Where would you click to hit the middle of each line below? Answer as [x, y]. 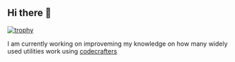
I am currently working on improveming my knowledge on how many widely [117, 44]
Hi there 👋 [29, 13]
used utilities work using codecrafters [62, 51]
